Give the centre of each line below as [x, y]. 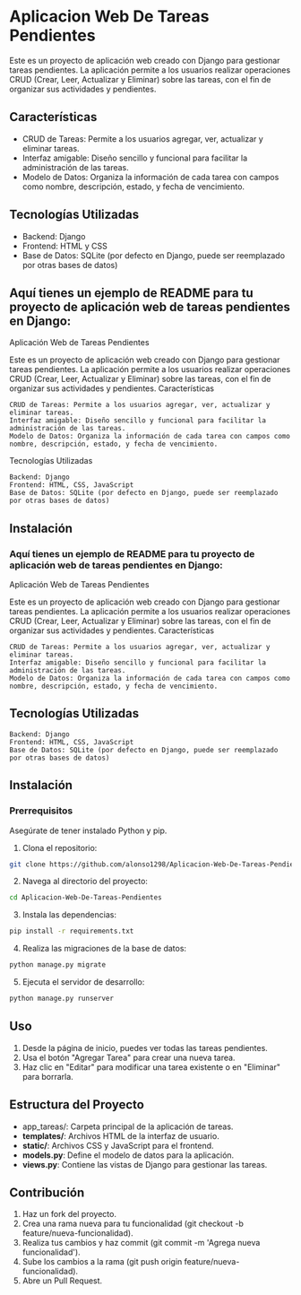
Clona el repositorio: [60, 847]
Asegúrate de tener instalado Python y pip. [88, 830]
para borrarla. [47, 1076]
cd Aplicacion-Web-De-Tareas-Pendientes [86, 898]
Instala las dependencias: [69, 915]
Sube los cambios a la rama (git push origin [102, 1262]
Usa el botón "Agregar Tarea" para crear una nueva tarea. [129, 1057]
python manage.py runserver [62, 999]
